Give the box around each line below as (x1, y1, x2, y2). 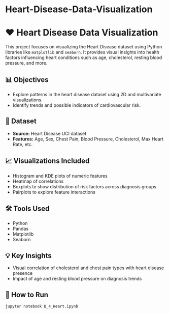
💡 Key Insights (5, 251, 52, 260)
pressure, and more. (5, 60, 48, 66)
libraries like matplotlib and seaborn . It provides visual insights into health (5, 49, 160, 55)
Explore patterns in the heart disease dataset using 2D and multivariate (12, 91, 161, 97)
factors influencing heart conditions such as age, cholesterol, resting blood (5, 54, 162, 61)
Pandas (12, 225, 29, 232)
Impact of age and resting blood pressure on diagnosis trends (12, 276, 142, 282)
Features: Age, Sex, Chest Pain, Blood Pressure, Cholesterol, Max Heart (12, 136, 164, 142)
